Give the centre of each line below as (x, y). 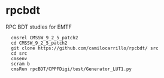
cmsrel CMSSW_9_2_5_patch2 (45, 38)
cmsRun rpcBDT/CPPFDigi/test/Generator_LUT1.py (72, 69)
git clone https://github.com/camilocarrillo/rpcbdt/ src (85, 48)
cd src (19, 53)
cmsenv (19, 58)
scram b (21, 64)
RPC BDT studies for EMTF (39, 27)
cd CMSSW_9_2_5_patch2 (39, 43)
